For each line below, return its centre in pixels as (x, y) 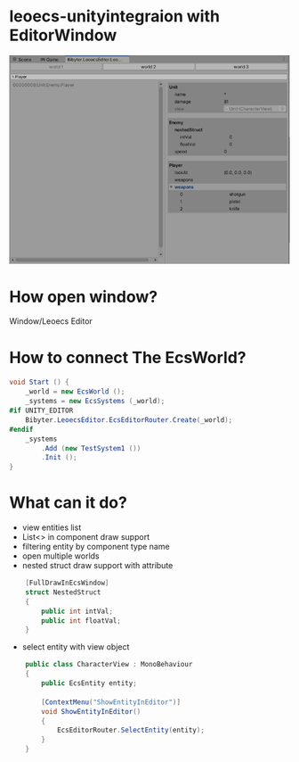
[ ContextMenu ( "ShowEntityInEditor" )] (111, 702)
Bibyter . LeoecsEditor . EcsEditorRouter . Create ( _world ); (129, 420)
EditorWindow (63, 35)
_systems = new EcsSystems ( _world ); (95, 402)
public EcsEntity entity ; (89, 683)
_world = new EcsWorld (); (75, 392)
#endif (21, 429)
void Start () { (39, 382)
